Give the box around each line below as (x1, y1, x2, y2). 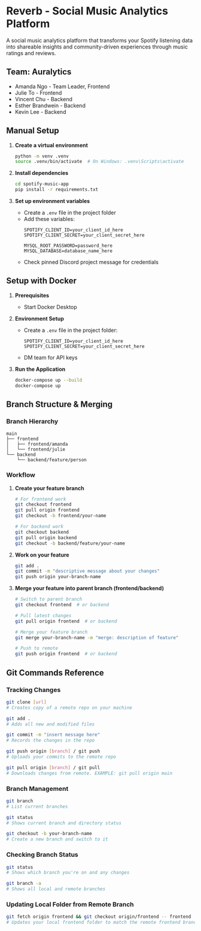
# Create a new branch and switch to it (6, 836, 109, 842)
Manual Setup (6, 126, 60, 136)
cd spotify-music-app (14, 181, 69, 187)
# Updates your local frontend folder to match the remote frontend (6, 920, 181, 926)
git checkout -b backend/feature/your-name (14, 540, 126, 546)
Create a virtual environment (14, 141, 89, 149)
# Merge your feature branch (14, 629, 88, 635)
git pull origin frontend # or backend (14, 618, 117, 624)
